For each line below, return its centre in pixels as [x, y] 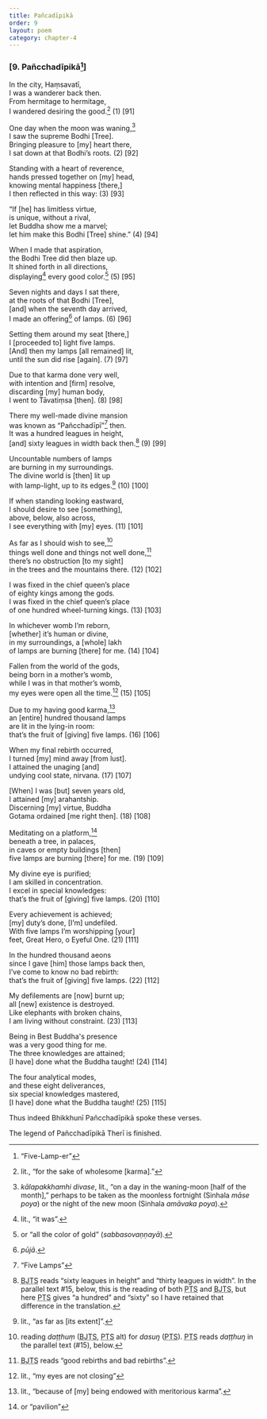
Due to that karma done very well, [64, 375]
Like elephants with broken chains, [65, 1012]
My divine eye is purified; [50, 873]
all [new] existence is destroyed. [62, 1004]
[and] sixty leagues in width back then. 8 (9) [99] [88, 443]
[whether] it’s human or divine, [59, 634]
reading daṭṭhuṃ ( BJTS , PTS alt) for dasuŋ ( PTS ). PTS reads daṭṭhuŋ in [137, 1336]
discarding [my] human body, [57, 391]
